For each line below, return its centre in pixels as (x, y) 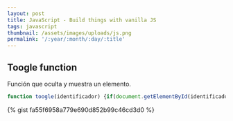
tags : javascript (32, 26)
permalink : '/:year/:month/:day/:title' (67, 39)
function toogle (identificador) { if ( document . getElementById (97, 96)
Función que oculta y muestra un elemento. (69, 84)
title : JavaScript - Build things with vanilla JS (82, 20)
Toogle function (42, 67)
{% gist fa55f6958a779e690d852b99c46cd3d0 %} (81, 110)
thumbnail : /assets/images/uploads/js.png (69, 33)
